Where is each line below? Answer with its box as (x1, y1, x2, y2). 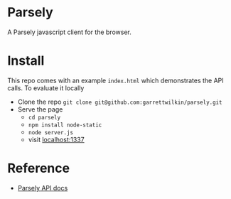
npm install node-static (28, 122, 102, 129)
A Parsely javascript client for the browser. (7, 28, 131, 36)
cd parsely (28, 114, 61, 121)
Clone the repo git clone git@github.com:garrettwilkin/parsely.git (17, 97, 222, 106)
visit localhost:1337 (28, 135, 85, 144)
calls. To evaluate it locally (7, 83, 85, 92)
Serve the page (17, 104, 63, 114)
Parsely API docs (17, 183, 68, 192)
